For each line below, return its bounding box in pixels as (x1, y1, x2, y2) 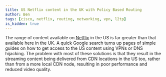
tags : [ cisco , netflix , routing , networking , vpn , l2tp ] (5, 16, 126, 21)
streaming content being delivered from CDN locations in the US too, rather (5, 56, 160, 62)
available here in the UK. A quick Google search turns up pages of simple (5, 40, 156, 46)
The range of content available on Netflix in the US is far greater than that (5, 35, 156, 41)
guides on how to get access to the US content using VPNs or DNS (5, 45, 143, 51)
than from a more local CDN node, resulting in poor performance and (5, 61, 147, 67)
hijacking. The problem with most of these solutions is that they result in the (5, 51, 161, 57)
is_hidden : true (5, 21, 39, 26)
